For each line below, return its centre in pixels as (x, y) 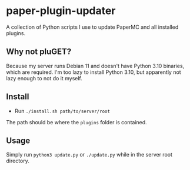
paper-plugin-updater (61, 11)
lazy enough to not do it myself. (44, 78)
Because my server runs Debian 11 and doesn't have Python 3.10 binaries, (95, 66)
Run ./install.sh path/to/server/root (62, 111)
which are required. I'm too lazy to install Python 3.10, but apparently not (94, 72)
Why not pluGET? (39, 52)
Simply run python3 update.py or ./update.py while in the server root (89, 155)
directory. (18, 161)
